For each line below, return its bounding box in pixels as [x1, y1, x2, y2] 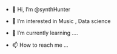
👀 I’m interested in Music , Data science [12, 18, 111, 24]
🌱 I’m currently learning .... [12, 29, 78, 36]
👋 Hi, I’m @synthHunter [12, 6, 71, 13]
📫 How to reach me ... [12, 41, 69, 49]
